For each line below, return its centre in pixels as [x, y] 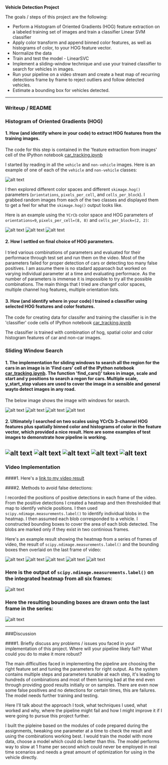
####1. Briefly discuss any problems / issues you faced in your [70, 644]
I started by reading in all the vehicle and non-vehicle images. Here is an [80, 165]
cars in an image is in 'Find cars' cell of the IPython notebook [70, 368]
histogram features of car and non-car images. [53, 338]
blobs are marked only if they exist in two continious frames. [67, 529]
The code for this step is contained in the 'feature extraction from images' [81, 150]
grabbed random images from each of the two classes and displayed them [82, 200]
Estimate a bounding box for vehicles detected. [61, 90]
